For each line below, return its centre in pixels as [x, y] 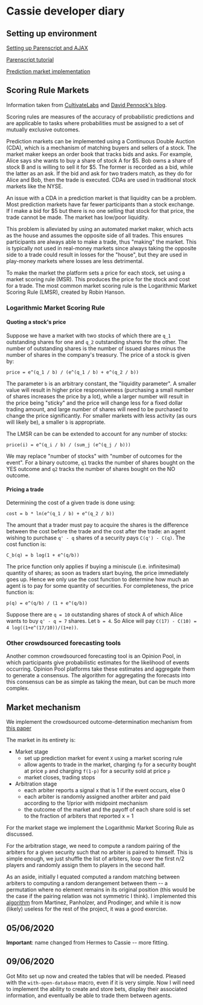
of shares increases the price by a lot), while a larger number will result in [98, 396]
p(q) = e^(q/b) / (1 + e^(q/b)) [47, 603]
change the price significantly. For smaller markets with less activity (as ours [101, 415]
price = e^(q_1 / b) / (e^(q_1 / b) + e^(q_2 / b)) [72, 372]
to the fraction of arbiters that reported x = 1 [79, 816]
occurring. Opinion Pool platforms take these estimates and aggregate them [101, 669]
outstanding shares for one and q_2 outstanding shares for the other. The [97, 342]
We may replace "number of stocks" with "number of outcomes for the [94, 456]
